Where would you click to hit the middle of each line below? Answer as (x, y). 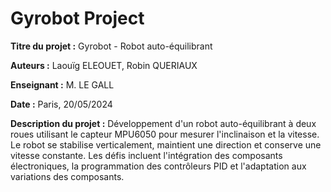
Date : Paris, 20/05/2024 (61, 104)
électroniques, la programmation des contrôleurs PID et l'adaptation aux (158, 166)
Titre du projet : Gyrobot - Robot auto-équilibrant (111, 46)
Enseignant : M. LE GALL (62, 84)
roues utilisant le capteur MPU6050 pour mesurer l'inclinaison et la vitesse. (165, 134)
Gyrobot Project (77, 18)
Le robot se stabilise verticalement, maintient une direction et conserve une (166, 144)
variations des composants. (67, 176)
